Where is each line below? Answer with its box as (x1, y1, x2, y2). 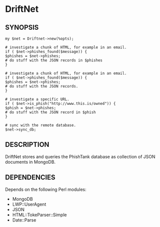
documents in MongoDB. (5, 159, 56, 165)
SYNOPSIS (5, 23, 39, 32)
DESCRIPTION (5, 140, 49, 149)
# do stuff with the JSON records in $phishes (5, 58, 103, 63)
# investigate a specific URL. (5, 97, 70, 102)
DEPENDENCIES (5, 173, 56, 182)
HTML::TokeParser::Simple (12, 212, 67, 218)
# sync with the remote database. (5, 123, 77, 128)
